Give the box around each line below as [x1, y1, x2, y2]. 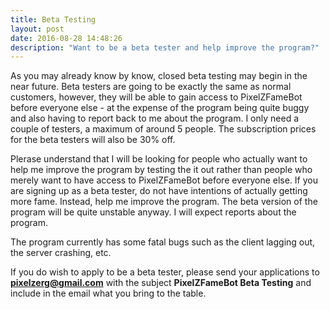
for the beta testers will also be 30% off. [10, 134, 176, 146]
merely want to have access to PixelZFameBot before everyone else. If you [10, 174, 318, 186]
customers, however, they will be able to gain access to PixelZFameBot [10, 91, 303, 103]
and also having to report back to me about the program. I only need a [10, 112, 300, 125]
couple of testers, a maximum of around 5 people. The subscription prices [10, 123, 317, 135]
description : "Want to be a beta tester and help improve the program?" [10, 42, 320, 53]
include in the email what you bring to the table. [10, 287, 207, 300]
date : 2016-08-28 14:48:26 [10, 33, 123, 43]
